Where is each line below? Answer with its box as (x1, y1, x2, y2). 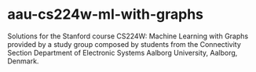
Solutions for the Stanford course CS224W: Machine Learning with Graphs (7, 31, 249, 41)
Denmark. (7, 56, 39, 66)
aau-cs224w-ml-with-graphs (7, 5, 204, 23)
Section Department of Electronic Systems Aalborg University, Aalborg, (7, 48, 238, 57)
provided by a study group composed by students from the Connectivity (7, 39, 241, 49)
